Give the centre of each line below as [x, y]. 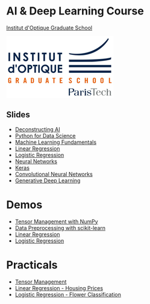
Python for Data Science [45, 135]
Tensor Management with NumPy [56, 222]
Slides [18, 115]
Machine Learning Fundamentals [56, 142]
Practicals [32, 265]
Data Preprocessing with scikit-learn [60, 228]
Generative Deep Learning [48, 180]
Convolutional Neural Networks [54, 174]
